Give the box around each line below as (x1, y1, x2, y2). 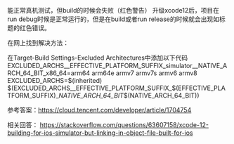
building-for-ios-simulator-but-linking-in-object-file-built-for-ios (7, 129, 193, 137)
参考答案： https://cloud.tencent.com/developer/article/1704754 (7, 106, 192, 114)
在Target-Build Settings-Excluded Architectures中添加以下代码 (7, 53, 188, 62)
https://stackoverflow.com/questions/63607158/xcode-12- (39, 121, 209, 129)
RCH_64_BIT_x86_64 (7, 69, 67, 77)
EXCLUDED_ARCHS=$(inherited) (7, 77, 103, 84)
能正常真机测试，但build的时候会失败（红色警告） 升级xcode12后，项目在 (7, 6, 220, 14)
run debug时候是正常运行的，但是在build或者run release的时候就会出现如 (7, 15, 220, 23)
